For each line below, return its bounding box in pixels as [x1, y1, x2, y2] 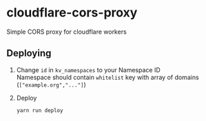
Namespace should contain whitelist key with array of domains [16, 73, 199, 81]
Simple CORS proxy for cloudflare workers [6, 27, 127, 36]
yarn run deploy [16, 107, 63, 114]
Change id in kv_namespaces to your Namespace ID [16, 65, 161, 74]
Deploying [6, 47, 52, 59]
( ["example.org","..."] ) [16, 80, 87, 89]
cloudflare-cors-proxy [6, 5, 138, 21]
